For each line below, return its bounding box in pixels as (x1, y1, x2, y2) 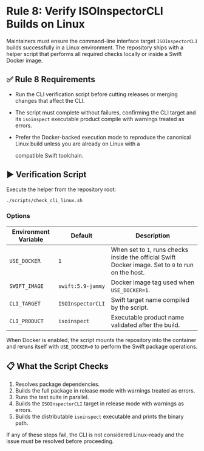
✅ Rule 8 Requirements (6, 74, 96, 85)
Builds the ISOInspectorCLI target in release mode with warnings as (15, 400, 184, 407)
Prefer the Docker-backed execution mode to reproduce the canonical (15, 133, 191, 141)
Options (6, 212, 30, 220)
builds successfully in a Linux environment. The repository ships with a (6, 44, 184, 51)
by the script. (110, 303, 149, 312)
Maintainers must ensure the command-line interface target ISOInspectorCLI (6, 37, 198, 44)
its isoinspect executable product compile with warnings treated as (15, 115, 185, 122)
